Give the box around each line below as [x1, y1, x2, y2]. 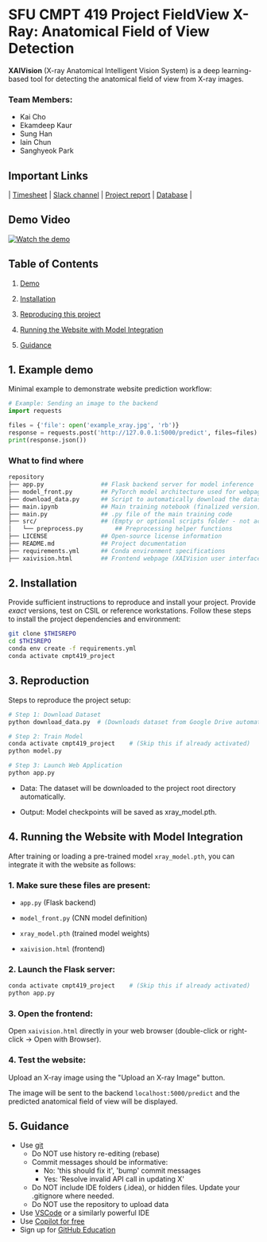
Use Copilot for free [19, 1217, 85, 1226]
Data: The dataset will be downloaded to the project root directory [19, 783, 236, 792]
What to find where [8, 455, 84, 466]
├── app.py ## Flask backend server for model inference [8, 481, 254, 489]
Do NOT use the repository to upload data [31, 1200, 169, 1209]
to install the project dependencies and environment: [8, 614, 181, 624]
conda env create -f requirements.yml [8, 644, 137, 653]
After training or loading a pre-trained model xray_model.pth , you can [8, 851, 235, 861]
